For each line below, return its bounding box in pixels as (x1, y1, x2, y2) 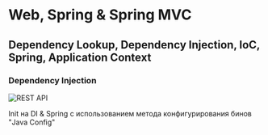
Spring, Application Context (8, 50, 152, 64)
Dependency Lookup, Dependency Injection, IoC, (8, 38, 261, 52)
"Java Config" (8, 117, 56, 127)
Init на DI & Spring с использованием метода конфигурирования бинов (8, 108, 253, 118)
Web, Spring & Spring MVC (8, 6, 192, 24)
